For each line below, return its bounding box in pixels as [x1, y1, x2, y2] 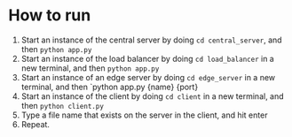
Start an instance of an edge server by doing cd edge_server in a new [20, 72, 276, 82]
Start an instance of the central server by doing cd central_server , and [20, 34, 282, 45]
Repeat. [20, 118, 51, 129]
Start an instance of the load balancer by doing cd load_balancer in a [20, 53, 274, 64]
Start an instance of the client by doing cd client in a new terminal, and [20, 90, 285, 102]
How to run [8, 5, 91, 26]
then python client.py [20, 100, 104, 110]
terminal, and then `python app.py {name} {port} [20, 81, 199, 92]
